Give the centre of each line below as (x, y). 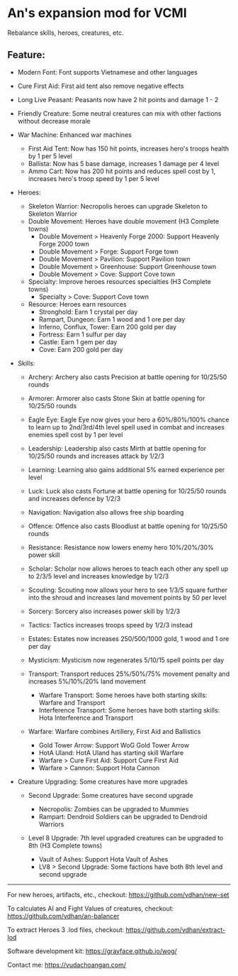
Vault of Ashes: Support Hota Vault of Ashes (103, 859)
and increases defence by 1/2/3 (74, 498)
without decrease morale (54, 121)
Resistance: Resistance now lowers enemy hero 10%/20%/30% (121, 547)
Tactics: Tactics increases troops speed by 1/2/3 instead (110, 625)
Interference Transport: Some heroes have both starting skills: (129, 710)
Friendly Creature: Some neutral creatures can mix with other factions (119, 113)
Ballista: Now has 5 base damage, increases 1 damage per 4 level (124, 163)
